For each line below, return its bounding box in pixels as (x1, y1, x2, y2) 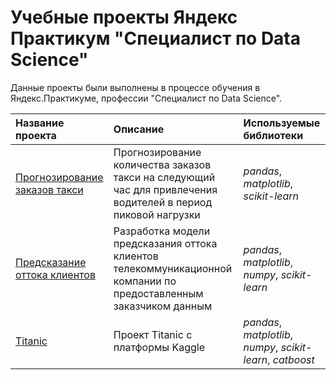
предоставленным (113, 286, 204, 300)
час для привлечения (113, 182, 218, 196)
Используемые (243, 116, 321, 130)
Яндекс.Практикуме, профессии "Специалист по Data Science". (10, 92, 283, 104)
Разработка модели (113, 224, 211, 238)
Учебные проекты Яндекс (10, 6, 238, 29)
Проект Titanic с (113, 327, 193, 341)
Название (15, 116, 65, 130)
